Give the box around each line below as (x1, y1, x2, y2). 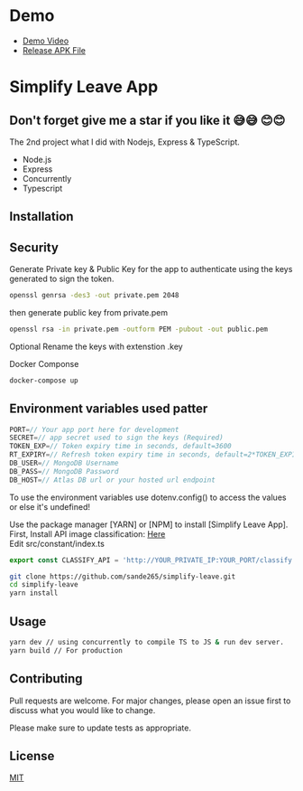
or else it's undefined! (9, 501, 91, 512)
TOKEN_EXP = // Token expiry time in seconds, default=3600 (9, 442, 232, 451)
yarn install (9, 589, 59, 598)
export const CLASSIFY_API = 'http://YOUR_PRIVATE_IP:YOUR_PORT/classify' (9, 555, 297, 565)
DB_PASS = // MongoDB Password (9, 466, 119, 476)
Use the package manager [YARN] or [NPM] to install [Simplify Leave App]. (9, 519, 289, 530)
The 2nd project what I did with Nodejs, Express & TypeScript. (9, 137, 241, 147)
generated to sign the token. (9, 273, 115, 285)
